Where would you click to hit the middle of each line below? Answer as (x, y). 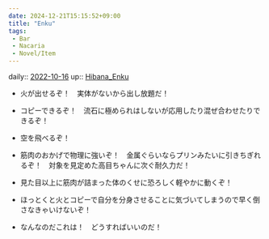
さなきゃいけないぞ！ (55, 210)
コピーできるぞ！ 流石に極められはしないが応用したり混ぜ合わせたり (137, 111)
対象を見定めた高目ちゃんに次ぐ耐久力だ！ (119, 165)
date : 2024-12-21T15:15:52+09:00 (65, 16)
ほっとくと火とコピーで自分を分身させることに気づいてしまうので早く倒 (140, 200)
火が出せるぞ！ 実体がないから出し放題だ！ (95, 93)
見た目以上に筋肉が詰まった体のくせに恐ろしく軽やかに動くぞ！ (126, 182)
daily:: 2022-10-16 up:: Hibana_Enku (69, 77)
